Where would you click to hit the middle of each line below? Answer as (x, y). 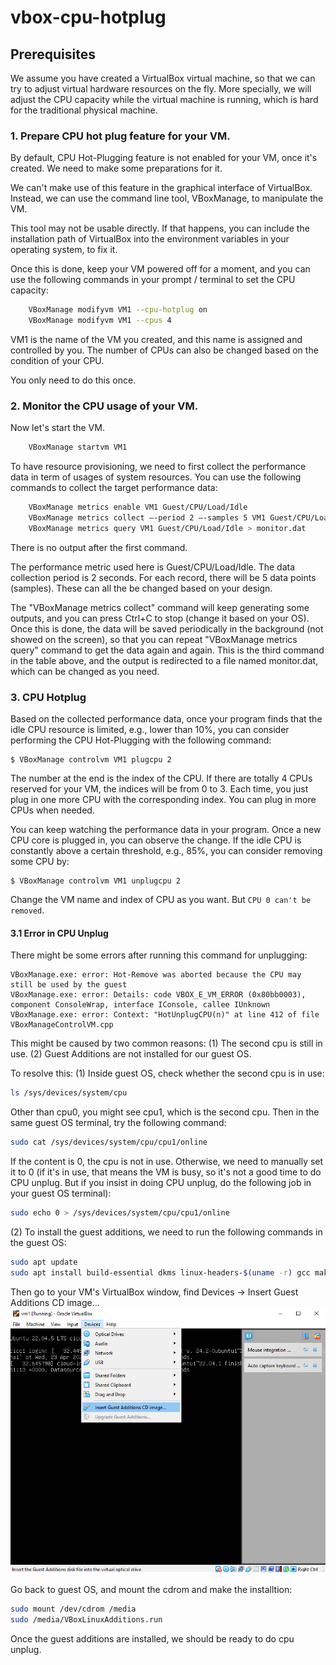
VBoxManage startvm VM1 (78, 447)
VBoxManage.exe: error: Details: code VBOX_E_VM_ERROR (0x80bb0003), (158, 995)
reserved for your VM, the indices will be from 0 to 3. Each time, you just (159, 789)
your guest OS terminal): (61, 1193)
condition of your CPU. (57, 361)
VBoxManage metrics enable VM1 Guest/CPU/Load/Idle (138, 507)
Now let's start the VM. (57, 428)
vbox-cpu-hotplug (88, 17)
